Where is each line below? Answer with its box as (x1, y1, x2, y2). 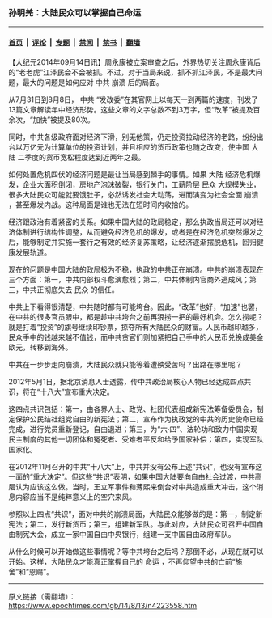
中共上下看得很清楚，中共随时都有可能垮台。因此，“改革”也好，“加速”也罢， (8, 302, 262, 311)
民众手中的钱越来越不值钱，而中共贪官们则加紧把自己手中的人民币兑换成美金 (8, 332, 264, 341)
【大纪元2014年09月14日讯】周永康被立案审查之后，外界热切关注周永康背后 (8, 57, 261, 66)
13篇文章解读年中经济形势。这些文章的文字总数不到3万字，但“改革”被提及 (8, 104, 253, 114)
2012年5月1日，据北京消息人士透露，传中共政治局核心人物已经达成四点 (8, 376, 244, 386)
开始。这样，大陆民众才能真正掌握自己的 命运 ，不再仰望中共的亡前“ (8, 557, 236, 566)
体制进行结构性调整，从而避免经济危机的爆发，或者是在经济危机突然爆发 (15, 226, 257, 236)
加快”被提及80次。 (32, 115, 95, 125)
